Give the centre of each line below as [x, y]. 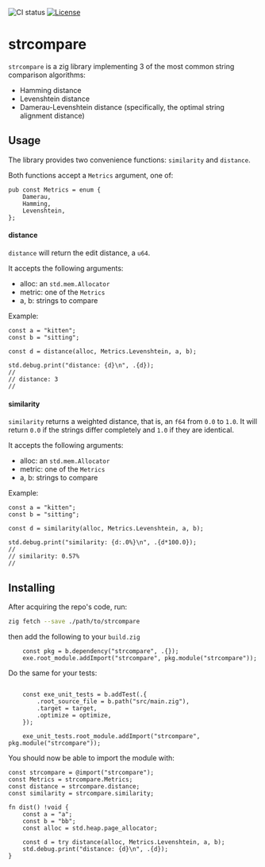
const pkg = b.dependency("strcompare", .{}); [101, 651]
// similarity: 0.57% [44, 557]
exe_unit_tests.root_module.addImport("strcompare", [111, 736]
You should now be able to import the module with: [91, 758]
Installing [32, 587]
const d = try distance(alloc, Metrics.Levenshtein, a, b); [124, 842]
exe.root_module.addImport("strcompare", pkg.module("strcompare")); [140, 658]
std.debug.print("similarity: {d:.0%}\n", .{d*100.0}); [102, 542]
